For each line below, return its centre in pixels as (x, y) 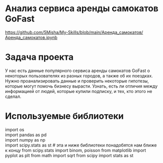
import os (15, 129)
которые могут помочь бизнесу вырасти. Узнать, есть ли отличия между (81, 86)
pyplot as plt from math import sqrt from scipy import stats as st (69, 155)
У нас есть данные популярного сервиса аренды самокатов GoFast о (78, 71)
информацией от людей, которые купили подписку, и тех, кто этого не (79, 91)
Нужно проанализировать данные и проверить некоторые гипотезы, (77, 81)
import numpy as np (25, 140)
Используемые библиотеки (64, 116)
